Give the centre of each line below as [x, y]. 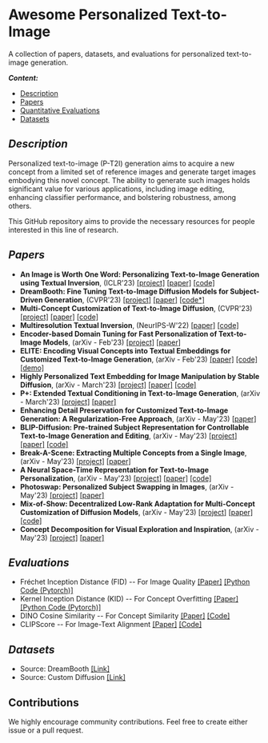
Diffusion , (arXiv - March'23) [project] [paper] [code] [108, 385]
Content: [23, 78]
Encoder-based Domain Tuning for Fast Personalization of [118, 334]
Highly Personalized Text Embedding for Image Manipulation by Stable [140, 376]
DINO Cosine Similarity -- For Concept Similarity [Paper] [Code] [125, 616]
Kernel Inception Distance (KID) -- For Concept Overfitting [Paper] [129, 599]
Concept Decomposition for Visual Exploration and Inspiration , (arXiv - [140, 529]
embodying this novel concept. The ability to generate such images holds [129, 180]
